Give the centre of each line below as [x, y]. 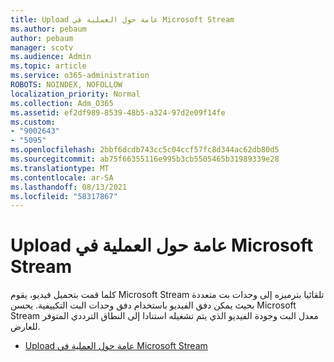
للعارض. [25, 327]
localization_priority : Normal [75, 94]
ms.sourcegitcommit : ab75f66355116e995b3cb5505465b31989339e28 [145, 159]
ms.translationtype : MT [60, 168]
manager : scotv [42, 47]
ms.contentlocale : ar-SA [62, 177]
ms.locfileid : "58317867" [64, 196]
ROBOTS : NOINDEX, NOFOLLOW [66, 85]
